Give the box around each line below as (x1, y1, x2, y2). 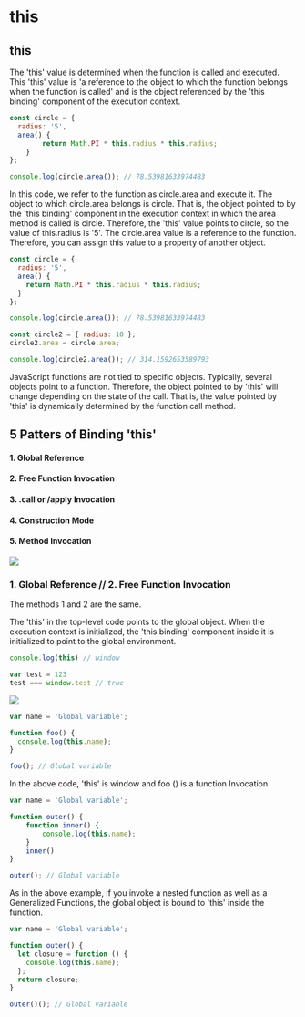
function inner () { (25, 820, 100, 830)
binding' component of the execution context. (9, 96, 181, 107)
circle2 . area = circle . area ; (9, 339, 120, 348)
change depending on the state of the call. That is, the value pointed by (9, 390, 278, 402)
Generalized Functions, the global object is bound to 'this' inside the (9, 898, 265, 909)
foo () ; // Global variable (9, 762, 112, 771)
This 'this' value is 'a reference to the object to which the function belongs (9, 77, 289, 87)
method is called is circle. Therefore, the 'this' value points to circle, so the (9, 218, 290, 229)
